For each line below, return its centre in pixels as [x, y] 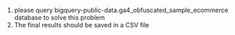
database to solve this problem [59, 17]
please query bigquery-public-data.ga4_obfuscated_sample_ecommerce [121, 10]
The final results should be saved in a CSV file [82, 25]
